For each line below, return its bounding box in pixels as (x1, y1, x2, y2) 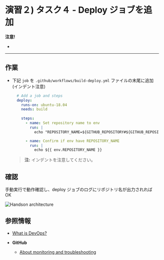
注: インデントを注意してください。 (24, 157, 96, 163)
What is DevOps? (12, 230, 47, 236)
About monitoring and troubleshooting (19, 249, 97, 255)
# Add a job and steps (17, 93, 63, 98)
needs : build (21, 107, 48, 112)
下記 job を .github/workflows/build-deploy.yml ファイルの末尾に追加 (12, 77, 154, 83)
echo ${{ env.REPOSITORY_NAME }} (34, 148, 102, 152)
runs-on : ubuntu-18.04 (21, 102, 67, 108)
